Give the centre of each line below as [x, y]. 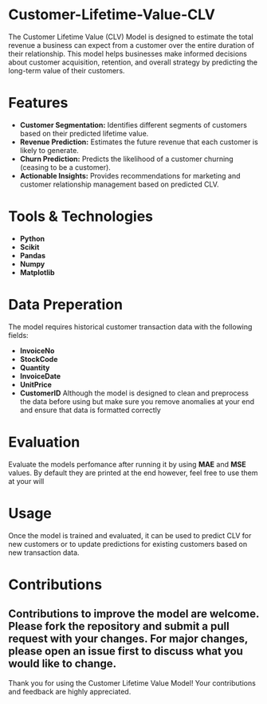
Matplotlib [37, 272]
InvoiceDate [40, 376]
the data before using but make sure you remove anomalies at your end [137, 401]
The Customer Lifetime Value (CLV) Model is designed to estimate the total [131, 37]
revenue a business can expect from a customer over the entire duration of [132, 45]
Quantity [35, 368]
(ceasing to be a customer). [65, 167]
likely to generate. [49, 150]
